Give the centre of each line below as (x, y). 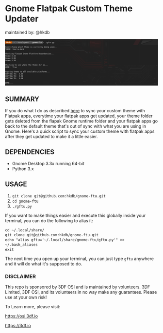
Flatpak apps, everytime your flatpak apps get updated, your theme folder (79, 116)
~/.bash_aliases (21, 245)
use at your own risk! (26, 298)
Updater (22, 19)
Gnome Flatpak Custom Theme (69, 9)
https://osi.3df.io (21, 316)
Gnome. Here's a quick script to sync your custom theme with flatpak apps (80, 131)
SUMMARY (22, 99)
